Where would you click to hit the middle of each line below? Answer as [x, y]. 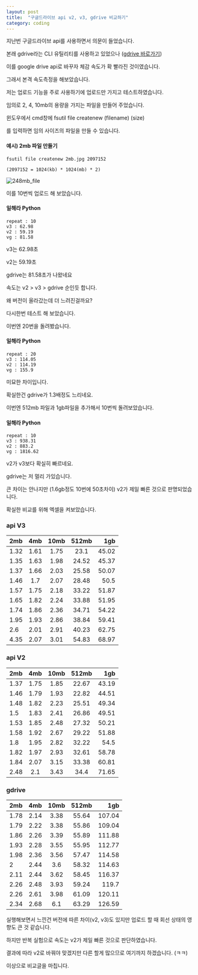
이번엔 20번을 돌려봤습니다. [39, 326]
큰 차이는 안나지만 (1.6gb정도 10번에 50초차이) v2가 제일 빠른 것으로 [86, 489]
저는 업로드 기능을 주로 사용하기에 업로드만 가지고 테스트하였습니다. [85, 92]
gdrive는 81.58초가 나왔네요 [39, 275]
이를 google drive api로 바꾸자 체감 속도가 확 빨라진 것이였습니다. [83, 66]
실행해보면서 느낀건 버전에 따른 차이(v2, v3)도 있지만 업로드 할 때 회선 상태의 [96, 920]
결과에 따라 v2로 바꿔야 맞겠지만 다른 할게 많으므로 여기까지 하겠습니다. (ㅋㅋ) [97, 953]
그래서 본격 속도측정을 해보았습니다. [48, 80]
